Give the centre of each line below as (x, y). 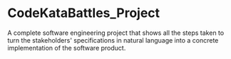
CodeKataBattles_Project (84, 13)
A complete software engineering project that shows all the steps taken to (116, 33)
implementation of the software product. (67, 48)
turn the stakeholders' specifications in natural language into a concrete (113, 40)
